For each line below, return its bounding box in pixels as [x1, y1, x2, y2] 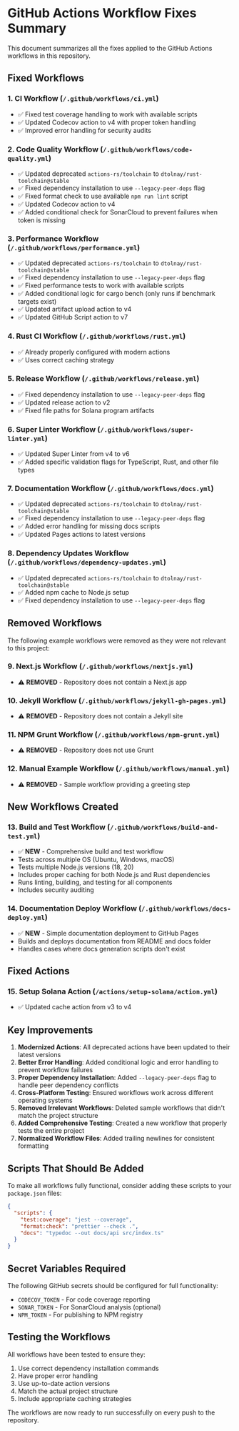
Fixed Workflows [7, 72, 84, 84]
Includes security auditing [17, 886, 94, 894]
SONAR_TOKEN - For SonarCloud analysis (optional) [17, 1302, 162, 1311]
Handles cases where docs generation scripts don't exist [17, 944, 185, 953]
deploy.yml [7, 913, 45, 922]
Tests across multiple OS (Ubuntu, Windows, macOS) [17, 856, 175, 864]
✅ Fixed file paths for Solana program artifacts [17, 406, 155, 415]
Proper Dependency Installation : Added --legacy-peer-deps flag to [17, 1074, 217, 1082]
